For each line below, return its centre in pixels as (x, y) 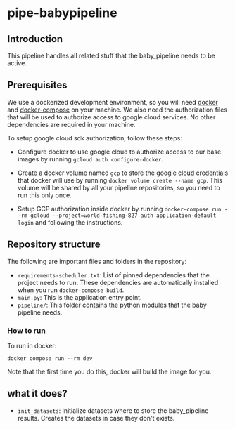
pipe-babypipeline (62, 13)
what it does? (38, 394)
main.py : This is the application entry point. (80, 297)
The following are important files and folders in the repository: (97, 261)
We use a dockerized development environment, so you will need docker (113, 102)
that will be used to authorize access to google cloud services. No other (112, 117)
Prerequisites (37, 85)
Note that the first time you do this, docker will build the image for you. (109, 371)
